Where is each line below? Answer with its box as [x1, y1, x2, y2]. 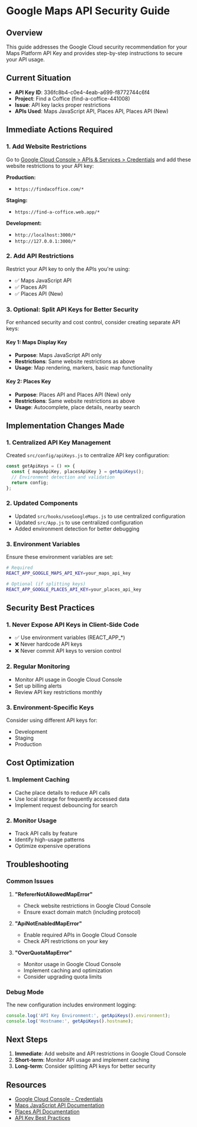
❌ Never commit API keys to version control [14, 647, 121, 655]
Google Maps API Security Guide [6, 4, 170, 18]
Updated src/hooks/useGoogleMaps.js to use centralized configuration [14, 513, 185, 520]
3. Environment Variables [6, 540, 80, 548]
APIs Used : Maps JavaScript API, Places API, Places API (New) [14, 108, 169, 115]
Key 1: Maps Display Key [6, 338, 67, 345]
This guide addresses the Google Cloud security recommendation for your [6, 43, 188, 50]
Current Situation [6, 73, 72, 83]
